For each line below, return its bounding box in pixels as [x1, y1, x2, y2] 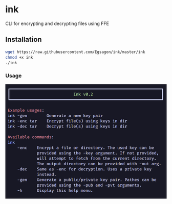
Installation [5, 35, 42, 44]
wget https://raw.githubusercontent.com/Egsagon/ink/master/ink [5, 49, 145, 55]
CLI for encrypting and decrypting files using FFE [5, 20, 109, 27]
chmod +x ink [5, 55, 33, 60]
